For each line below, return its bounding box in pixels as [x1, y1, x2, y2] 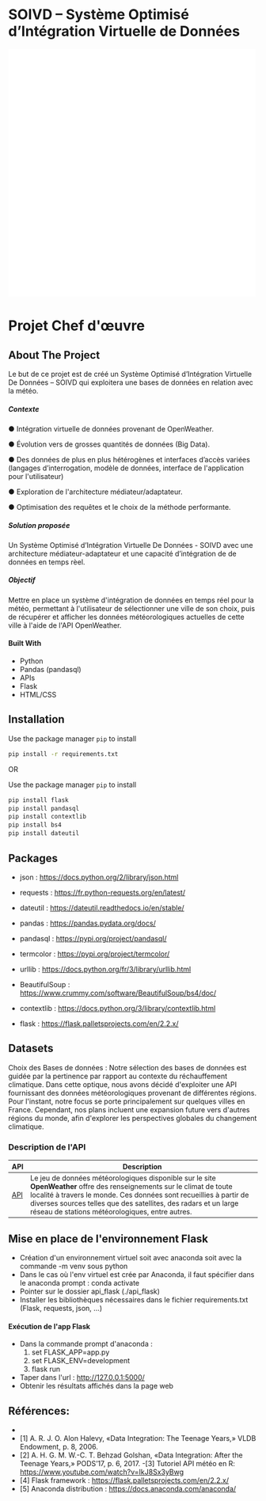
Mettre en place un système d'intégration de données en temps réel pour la [8, 595, 255, 605]
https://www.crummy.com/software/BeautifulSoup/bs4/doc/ [19, 988, 217, 997]
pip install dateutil [8, 830, 80, 838]
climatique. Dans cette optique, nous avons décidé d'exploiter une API [8, 1079, 237, 1089]
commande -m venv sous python [19, 1261, 128, 1271]
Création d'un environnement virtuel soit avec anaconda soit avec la [19, 1253, 242, 1263]
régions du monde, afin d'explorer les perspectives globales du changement [8, 1113, 257, 1123]
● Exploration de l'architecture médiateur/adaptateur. [8, 487, 183, 496]
